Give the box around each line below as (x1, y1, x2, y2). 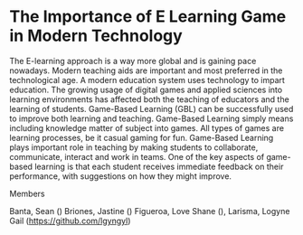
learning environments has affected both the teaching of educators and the (9, 93, 289, 105)
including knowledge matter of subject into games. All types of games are (9, 122, 285, 133)
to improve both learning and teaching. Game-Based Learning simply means (9, 113, 294, 124)
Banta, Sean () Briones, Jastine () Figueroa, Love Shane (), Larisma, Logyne (9, 205, 290, 216)
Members (9, 188, 45, 199)
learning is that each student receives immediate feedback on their (34, 161, 284, 172)
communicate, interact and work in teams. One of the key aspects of (9, 151, 265, 162)
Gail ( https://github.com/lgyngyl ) (9, 215, 131, 226)
